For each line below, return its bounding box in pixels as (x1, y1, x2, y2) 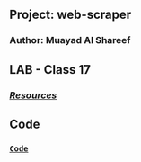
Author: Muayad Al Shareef (9, 34, 131, 47)
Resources (9, 89, 57, 102)
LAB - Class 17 (9, 62, 92, 77)
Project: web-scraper (9, 7, 132, 22)
